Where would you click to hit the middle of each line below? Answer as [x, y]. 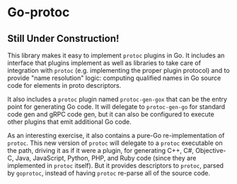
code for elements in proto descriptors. [64, 85]
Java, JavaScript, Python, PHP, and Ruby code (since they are [106, 158]
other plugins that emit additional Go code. [70, 122]
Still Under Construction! [63, 39]
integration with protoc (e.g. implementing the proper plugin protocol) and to [118, 70]
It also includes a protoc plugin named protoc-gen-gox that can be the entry [117, 99]
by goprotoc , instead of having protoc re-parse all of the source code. [109, 173]
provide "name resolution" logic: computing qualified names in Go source [114, 78]
